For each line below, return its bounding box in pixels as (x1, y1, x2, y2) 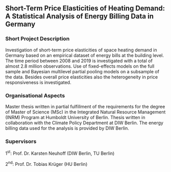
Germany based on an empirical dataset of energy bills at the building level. (5, 52, 164, 58)
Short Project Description (5, 35, 70, 42)
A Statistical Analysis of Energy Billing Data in (5, 12, 154, 21)
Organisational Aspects (5, 92, 65, 99)
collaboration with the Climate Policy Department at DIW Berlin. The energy (5, 120, 163, 126)
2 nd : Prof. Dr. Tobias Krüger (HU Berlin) (5, 160, 88, 167)
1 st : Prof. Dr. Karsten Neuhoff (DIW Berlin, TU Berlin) (5, 150, 115, 156)
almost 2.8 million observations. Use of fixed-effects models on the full (5, 63, 155, 69)
